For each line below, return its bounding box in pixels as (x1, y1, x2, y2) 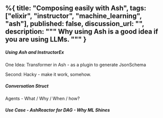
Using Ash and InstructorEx (5, 49, 64, 55)
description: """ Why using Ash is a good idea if (5, 27, 158, 36)
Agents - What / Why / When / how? (5, 95, 80, 101)
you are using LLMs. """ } (5, 35, 87, 44)
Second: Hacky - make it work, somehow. (5, 71, 91, 77)
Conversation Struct (5, 82, 49, 89)
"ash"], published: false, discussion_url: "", (5, 19, 144, 28)
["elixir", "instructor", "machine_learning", (5, 12, 142, 20)
